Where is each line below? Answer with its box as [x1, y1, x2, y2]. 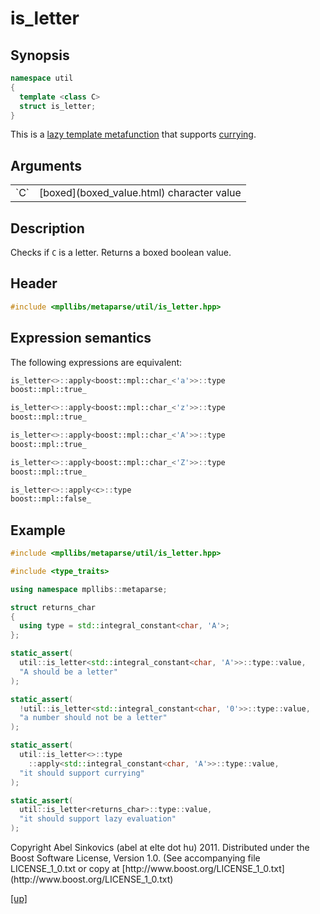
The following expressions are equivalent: [10, 356, 183, 368]
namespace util [10, 73, 74, 83]
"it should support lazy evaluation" [19, 814, 177, 824]
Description [10, 220, 85, 237]
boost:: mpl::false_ [10, 494, 92, 504]
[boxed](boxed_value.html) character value [39, 186, 242, 200]
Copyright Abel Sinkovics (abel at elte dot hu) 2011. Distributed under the [10, 842, 310, 854]
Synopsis [10, 47, 70, 64]
